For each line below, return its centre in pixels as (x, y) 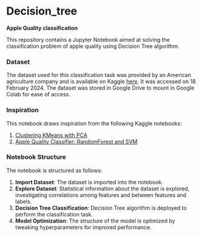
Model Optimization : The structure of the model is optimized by (95, 221)
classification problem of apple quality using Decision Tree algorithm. (93, 46)
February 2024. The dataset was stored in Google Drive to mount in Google (100, 88)
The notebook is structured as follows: (54, 170)
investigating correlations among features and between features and (101, 195)
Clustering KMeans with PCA (51, 135)
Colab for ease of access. (39, 95)
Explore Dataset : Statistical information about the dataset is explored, (102, 189)
